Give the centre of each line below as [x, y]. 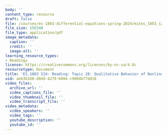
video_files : [19, 83]
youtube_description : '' [35, 120]
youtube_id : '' [25, 125]
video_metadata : [22, 106]
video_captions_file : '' [35, 92]
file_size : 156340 [24, 28]
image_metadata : [22, 38]
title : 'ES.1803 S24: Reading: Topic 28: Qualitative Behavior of [75, 74]
